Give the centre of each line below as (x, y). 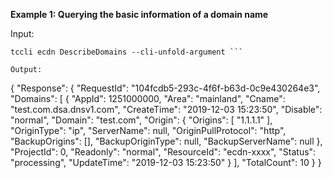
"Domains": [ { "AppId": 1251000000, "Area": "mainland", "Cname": (148, 98)
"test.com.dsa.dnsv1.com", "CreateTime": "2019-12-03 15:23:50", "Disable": (166, 109)
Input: (22, 33)
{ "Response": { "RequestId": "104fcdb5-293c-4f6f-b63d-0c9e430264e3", (165, 88)
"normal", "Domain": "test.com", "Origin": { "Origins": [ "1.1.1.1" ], (141, 120)
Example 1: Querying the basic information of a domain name (139, 14)
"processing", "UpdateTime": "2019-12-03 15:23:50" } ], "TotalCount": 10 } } (166, 162)
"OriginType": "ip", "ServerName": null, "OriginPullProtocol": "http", (148, 130)
